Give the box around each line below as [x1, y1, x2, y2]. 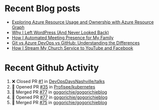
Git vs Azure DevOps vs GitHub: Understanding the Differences [11, 40, 140, 45]
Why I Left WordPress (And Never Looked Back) [11, 29, 109, 35]
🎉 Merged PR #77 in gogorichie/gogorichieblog [11, 89, 107, 95]
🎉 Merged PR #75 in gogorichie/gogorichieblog [11, 99, 107, 105]
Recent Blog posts [4, 3, 80, 14]
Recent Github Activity [4, 62, 99, 73]
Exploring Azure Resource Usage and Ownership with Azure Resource [11, 19, 154, 25]
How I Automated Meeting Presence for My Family [11, 35, 114, 41]
